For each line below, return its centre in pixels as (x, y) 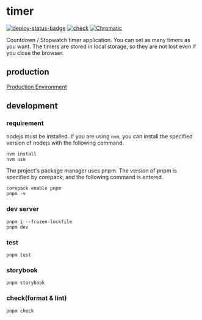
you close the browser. (35, 52)
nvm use (16, 160)
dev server (23, 209)
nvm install (21, 154)
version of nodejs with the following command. (65, 143)
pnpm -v (16, 194)
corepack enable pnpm (34, 188)
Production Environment (37, 87)
